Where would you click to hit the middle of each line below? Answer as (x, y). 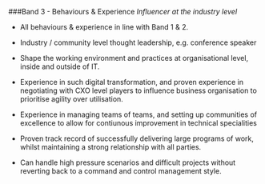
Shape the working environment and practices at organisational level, (134, 58)
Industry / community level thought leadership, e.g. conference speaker (138, 42)
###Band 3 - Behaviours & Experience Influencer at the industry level (123, 12)
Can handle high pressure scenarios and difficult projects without (128, 162)
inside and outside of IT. (60, 66)
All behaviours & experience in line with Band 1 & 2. (104, 27)
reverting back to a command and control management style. (120, 171)
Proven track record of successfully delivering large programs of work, (137, 138)
